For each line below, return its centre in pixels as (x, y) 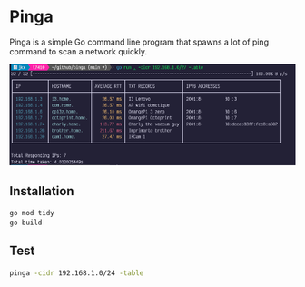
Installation (42, 191)
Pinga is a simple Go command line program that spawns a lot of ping (139, 42)
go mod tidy (32, 213)
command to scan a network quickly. (79, 51)
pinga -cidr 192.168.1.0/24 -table (77, 273)
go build (26, 223)
